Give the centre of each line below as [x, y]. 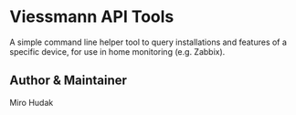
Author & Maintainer [69, 81]
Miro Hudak [32, 102]
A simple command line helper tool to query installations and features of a [148, 42]
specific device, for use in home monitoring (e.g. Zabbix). [117, 51]
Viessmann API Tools [92, 17]
